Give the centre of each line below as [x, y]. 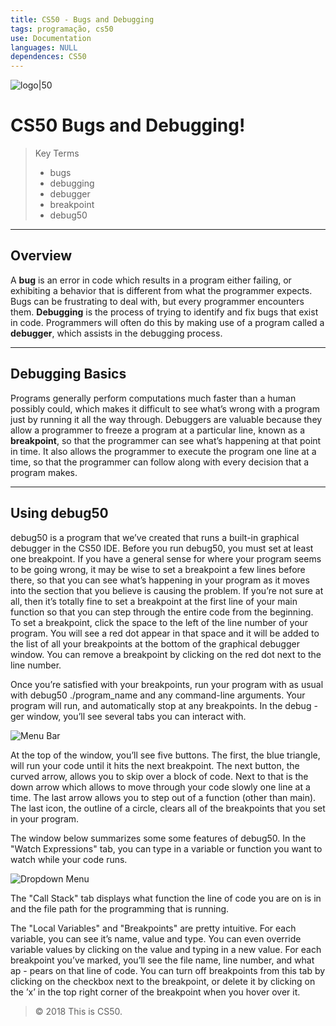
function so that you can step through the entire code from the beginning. [162, 612]
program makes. [44, 472]
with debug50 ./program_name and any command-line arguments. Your [158, 695]
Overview [41, 256]
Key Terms [57, 153]
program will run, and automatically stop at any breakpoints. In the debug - [164, 705]
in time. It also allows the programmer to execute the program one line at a [163, 451]
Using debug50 [59, 513]
